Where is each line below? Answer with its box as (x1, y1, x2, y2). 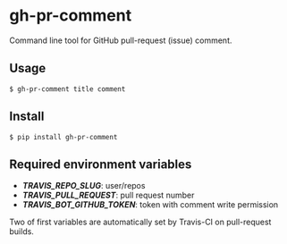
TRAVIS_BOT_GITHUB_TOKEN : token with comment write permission (21, 199, 279, 210)
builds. (9, 226, 34, 237)
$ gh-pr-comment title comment (9, 84, 126, 94)
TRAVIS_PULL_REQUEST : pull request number (21, 189, 195, 201)
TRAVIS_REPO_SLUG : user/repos (21, 181, 146, 191)
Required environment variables (9, 156, 192, 172)
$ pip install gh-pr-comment (9, 132, 118, 141)
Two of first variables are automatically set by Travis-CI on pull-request (9, 216, 272, 228)
